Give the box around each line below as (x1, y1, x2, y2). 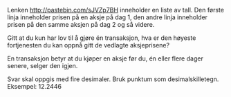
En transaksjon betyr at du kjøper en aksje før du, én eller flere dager (7, 54, 204, 63)
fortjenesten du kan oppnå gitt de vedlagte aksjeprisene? (7, 41, 170, 49)
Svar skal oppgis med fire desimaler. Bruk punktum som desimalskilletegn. (7, 75, 219, 83)
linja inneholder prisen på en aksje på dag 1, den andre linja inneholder (7, 13, 208, 21)
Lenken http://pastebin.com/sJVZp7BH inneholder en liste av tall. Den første (7, 6, 225, 14)
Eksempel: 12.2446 (7, 83, 62, 90)
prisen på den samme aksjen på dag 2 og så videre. (7, 21, 155, 28)
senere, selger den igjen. (7, 62, 78, 69)
